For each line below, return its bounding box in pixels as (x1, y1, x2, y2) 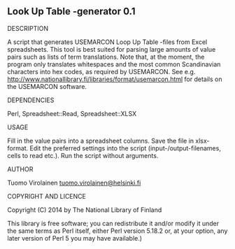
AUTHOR (7, 164, 34, 173)
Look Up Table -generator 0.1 (7, 6, 136, 17)
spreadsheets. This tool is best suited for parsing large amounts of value (7, 45, 216, 53)
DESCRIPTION (7, 24, 49, 32)
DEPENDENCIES (7, 96, 55, 104)
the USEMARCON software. (7, 82, 87, 90)
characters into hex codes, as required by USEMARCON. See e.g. (7, 67, 196, 76)
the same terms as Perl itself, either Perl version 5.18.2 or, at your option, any (7, 227, 228, 235)
